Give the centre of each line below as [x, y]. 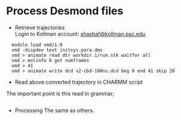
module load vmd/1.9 [37, 45]
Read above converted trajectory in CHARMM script [79, 82]
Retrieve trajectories [40, 27]
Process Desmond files [65, 11]
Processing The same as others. [54, 110]
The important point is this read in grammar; [60, 93]
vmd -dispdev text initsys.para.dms [57, 50]
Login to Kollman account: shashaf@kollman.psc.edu [80, 33]
